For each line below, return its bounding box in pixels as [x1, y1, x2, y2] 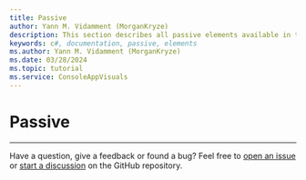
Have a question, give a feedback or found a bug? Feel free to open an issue [9, 150, 296, 161]
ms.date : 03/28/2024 [9, 55, 88, 65]
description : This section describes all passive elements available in [9, 30, 291, 39]
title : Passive [9, 13, 67, 23]
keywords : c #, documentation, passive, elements [9, 38, 198, 48]
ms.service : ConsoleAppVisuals [9, 73, 128, 82]
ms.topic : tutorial [9, 65, 84, 74]
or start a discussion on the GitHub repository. [9, 160, 183, 171]
